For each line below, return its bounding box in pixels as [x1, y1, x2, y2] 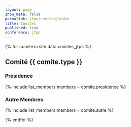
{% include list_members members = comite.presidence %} [5, 84, 127, 90]
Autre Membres [5, 96, 43, 103]
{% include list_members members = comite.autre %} [5, 107, 114, 113]
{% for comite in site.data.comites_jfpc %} [5, 44, 92, 49]
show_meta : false [5, 12, 41, 17]
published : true [5, 26, 38, 31]
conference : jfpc [5, 30, 41, 35]
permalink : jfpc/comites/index [5, 16, 69, 21]
